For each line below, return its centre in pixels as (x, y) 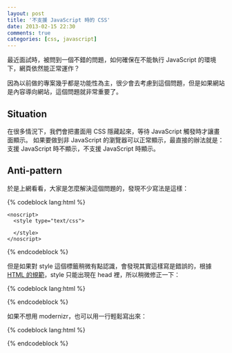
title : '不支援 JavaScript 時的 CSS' (59, 20)
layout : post (26, 13)
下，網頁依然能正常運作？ (43, 68)
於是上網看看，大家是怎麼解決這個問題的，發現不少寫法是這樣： (98, 188)
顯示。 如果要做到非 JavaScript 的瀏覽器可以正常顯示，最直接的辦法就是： (118, 140)
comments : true (29, 33)
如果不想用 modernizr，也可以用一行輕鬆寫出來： (77, 316)
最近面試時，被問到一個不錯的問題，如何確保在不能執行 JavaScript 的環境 (112, 60)
